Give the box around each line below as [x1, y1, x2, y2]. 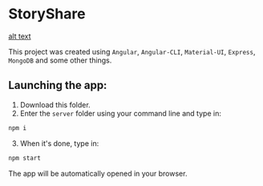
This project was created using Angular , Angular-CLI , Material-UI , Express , [8, 46, 256, 56]
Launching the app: [8, 79, 107, 92]
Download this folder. [19, 99, 91, 109]
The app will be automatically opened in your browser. [8, 168, 188, 178]
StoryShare [8, 5, 86, 23]
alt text [8, 31, 31, 41]
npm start [8, 154, 42, 162]
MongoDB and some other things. [8, 55, 112, 65]
